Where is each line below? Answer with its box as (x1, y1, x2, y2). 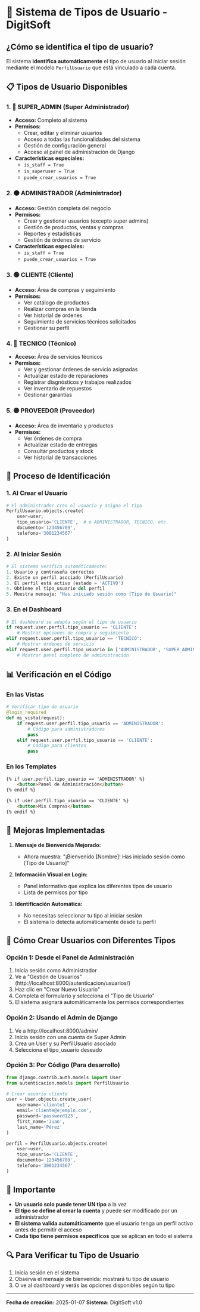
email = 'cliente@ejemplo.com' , (17, 1107, 92, 1114)
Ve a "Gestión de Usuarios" (14, 973, 82, 981)
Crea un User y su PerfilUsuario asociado (14, 1040, 117, 1047)
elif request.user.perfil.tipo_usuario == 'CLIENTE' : (17, 737, 153, 743)
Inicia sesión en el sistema (14, 1269, 80, 1276)
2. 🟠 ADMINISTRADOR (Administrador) (6, 189, 122, 197)
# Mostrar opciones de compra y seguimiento (17, 630, 129, 636)
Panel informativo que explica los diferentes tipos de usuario (23, 882, 173, 889)
